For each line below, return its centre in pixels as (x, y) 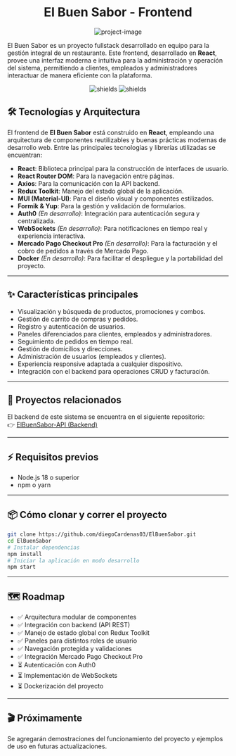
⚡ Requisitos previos (53, 457)
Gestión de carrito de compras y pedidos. (78, 319)
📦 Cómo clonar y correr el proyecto (87, 515)
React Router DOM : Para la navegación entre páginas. (96, 176)
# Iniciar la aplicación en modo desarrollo (73, 560)
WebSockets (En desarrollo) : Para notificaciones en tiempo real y (112, 228)
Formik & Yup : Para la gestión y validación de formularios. (101, 206)
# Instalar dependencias (44, 547)
